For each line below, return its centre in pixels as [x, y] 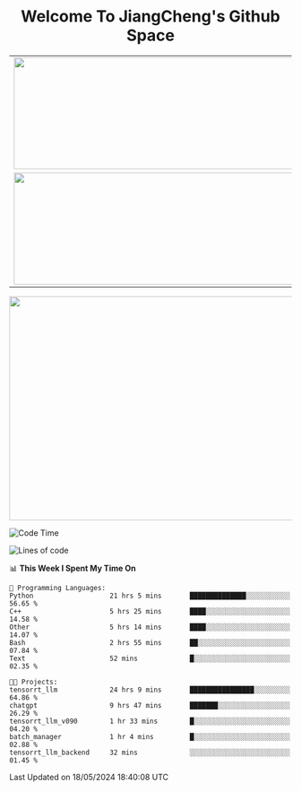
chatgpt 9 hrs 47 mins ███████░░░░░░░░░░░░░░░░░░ [150, 705]
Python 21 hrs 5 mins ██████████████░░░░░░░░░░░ [150, 596]
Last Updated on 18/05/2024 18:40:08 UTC [89, 777]
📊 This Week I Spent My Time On [73, 568]
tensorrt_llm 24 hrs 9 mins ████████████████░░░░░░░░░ [150, 690]
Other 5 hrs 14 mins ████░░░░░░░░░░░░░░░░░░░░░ [150, 627]
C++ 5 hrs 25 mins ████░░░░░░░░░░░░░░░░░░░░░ [150, 611]
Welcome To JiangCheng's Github [150, 17]
